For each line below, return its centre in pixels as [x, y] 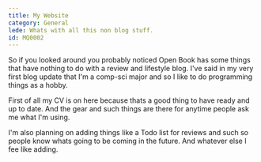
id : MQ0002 [26, 38]
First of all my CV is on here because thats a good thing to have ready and [129, 100]
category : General [38, 23]
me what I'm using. [39, 117]
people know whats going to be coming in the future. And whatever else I [127, 141]
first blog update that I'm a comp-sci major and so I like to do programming [130, 77]
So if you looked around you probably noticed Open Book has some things [129, 60]
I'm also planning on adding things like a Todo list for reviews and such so [129, 133]
